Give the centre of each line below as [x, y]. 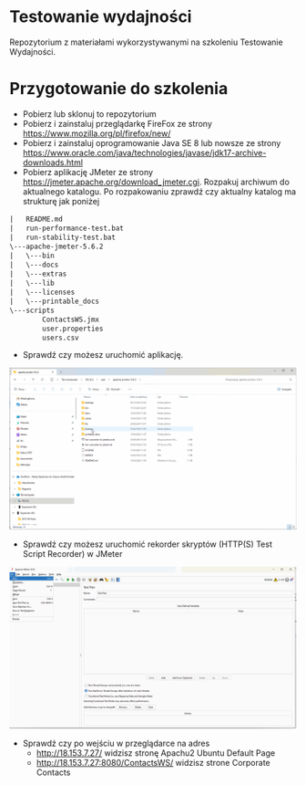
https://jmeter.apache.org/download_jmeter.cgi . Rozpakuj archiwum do [156, 182]
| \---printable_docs [55, 301]
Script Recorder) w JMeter [72, 553]
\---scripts [32, 310]
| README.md [36, 219]
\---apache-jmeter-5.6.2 [56, 246]
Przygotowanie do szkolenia [119, 89]
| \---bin [32, 256]
